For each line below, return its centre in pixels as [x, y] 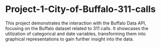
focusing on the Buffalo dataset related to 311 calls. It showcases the [77, 28]
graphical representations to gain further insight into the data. [70, 39]
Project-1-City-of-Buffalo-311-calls [80, 9]
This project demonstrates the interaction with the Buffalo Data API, [76, 23]
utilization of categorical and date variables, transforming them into [76, 33]
